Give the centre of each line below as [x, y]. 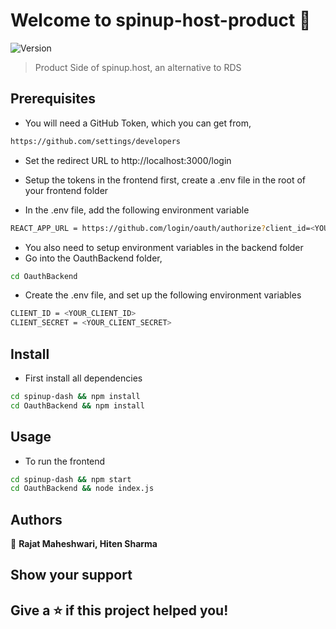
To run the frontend [65, 461]
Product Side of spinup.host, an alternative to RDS [138, 67]
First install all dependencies [83, 378]
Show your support [71, 575]
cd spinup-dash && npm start [71, 479]
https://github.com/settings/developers [96, 141]
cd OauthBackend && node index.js [82, 489]
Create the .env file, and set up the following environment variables [163, 295]
